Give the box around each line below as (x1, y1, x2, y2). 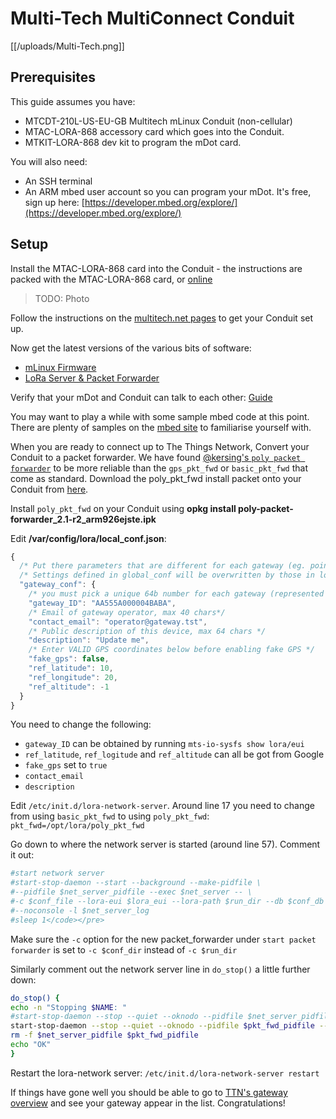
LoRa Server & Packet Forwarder (24, 372, 160, 384)
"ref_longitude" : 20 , (28, 672, 118, 682)
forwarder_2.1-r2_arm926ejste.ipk (10, 513, 157, 525)
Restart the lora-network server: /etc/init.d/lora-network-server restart (10, 1067, 320, 1079)
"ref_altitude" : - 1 (28, 682, 110, 692)
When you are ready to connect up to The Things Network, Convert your (10, 440, 310, 452)
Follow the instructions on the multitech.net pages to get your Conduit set (10, 312, 314, 324)
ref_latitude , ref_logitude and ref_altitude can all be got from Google (24, 748, 325, 761)
